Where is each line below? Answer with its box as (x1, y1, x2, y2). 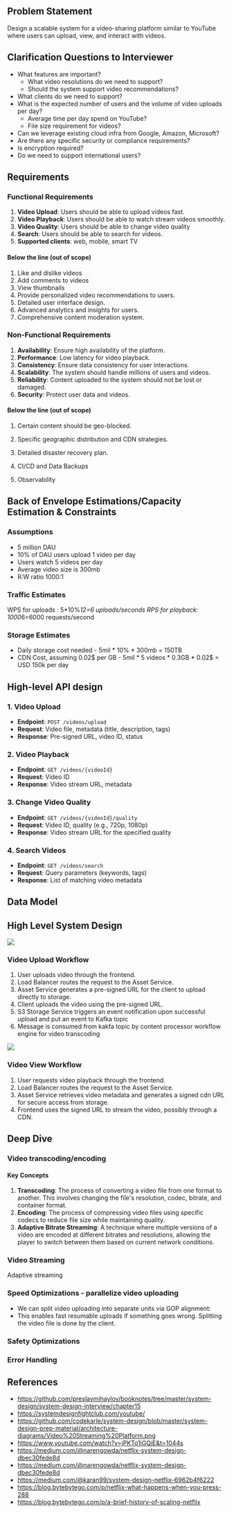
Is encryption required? (17, 144, 84, 152)
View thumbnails (17, 283, 65, 292)
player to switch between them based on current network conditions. (17, 1238, 215, 1246)
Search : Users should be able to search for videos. (17, 230, 163, 238)
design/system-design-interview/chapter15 (17, 1402, 141, 1410)
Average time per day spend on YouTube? (27, 114, 148, 122)
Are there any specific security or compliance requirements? (17, 136, 190, 144)
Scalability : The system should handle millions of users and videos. (17, 368, 211, 376)
